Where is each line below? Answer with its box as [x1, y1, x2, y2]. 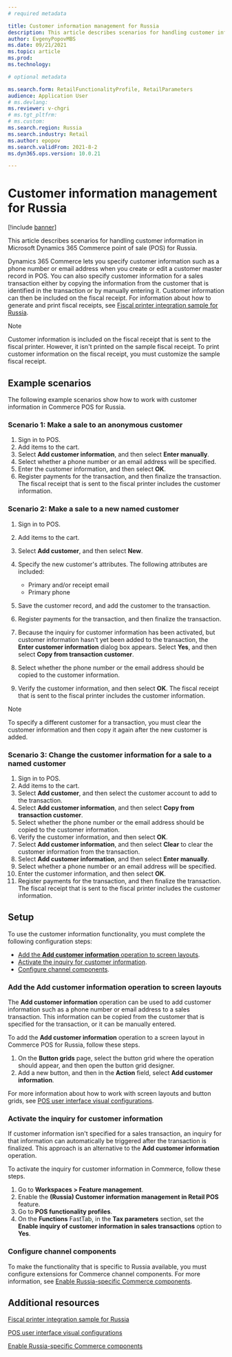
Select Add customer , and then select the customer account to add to [17, 789, 218, 797]
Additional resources [8, 1297, 100, 1309]
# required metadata [8, 10, 67, 17]
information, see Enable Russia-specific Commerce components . [8, 1277, 192, 1285]
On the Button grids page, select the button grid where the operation [17, 1054, 214, 1062]
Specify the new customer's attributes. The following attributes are [17, 560, 208, 568]
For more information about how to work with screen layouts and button [8, 1089, 211, 1097]
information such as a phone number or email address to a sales [8, 1005, 190, 1014]
